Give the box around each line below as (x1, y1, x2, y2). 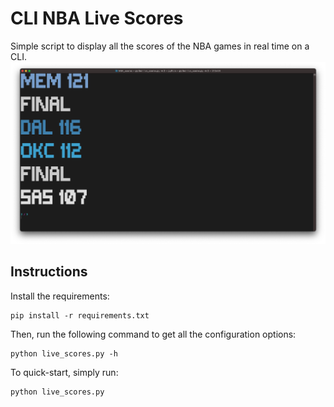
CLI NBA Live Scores (10, 7, 184, 30)
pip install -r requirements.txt (10, 310, 150, 321)
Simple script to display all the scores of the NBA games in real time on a (10, 40, 310, 52)
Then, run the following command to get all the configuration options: (10, 328, 297, 340)
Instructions (10, 263, 88, 281)
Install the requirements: (10, 290, 110, 302)
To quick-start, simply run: (10, 366, 119, 378)
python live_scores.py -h (10, 348, 118, 359)
